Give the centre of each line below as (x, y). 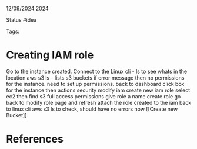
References (35, 139)
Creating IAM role (50, 55)
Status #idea (21, 20)
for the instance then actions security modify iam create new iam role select (98, 90)
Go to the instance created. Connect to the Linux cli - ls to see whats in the (97, 71)
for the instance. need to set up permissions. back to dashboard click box (95, 84)
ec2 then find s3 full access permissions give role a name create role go (94, 96)
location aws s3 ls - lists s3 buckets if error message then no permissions (95, 77)
